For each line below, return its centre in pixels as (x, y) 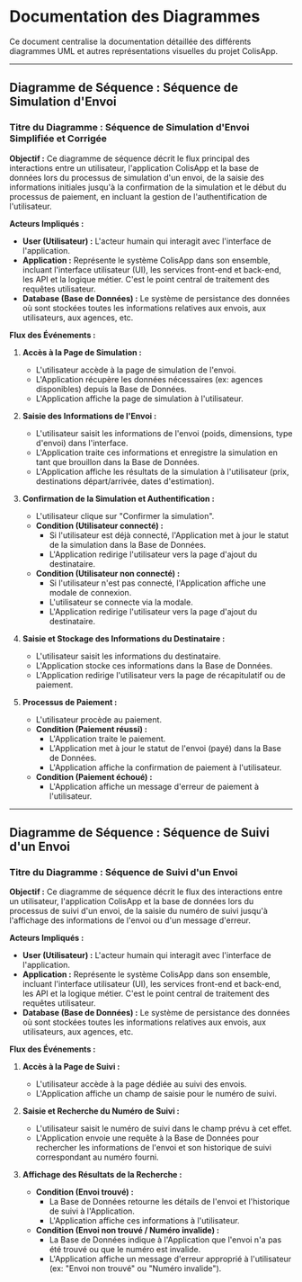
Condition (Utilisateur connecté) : (99, 525)
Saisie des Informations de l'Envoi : (89, 416)
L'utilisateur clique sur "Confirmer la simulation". (125, 515)
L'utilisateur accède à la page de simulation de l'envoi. (136, 370)
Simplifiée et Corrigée (58, 139)
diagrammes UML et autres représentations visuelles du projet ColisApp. (144, 50)
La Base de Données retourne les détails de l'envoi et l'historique (169, 1202)
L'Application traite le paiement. (107, 739)
